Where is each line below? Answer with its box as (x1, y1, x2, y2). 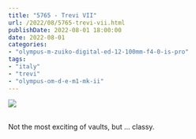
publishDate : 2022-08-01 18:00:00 (8, 26, 122, 34)
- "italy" (8, 63, 41, 71)
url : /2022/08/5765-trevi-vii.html (8, 19, 126, 27)
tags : (8, 56, 26, 64)
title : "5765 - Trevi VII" (8, 11, 97, 20)
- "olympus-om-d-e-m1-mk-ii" (8, 77, 104, 85)
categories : (8, 41, 47, 49)
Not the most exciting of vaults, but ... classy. (8, 122, 155, 131)
